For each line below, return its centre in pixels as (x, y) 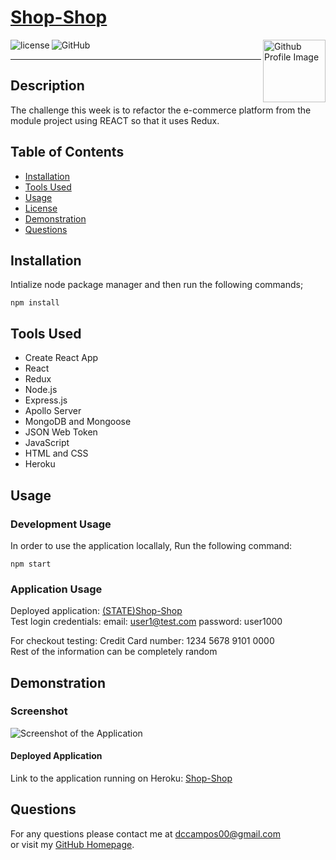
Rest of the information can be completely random (114, 652)
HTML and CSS (56, 453)
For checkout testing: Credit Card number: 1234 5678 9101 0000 (142, 641)
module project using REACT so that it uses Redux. (115, 120)
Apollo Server (53, 411)
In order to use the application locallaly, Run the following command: (151, 545)
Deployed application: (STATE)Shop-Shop (96, 611)
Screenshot (39, 711)
